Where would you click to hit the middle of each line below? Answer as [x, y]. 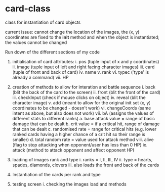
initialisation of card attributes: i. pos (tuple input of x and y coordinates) [86, 61]
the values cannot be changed [36, 42]
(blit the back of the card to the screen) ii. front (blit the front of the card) [86, 92]
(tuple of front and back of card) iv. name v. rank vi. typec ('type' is [81, 72]
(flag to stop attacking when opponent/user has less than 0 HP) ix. [80, 144]
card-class [28, 9]
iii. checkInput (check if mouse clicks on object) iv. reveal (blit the [79, 97]
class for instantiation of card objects [43, 22]
